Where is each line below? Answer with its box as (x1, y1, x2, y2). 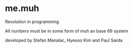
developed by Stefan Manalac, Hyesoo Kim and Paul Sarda (5, 37, 123, 43)
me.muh (5, 3, 39, 14)
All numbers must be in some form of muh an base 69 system (5, 28, 129, 34)
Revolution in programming (5, 19, 59, 24)
